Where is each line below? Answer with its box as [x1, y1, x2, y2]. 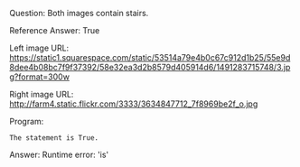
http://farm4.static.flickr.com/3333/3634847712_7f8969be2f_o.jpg [9, 98, 258, 109]
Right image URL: [9, 89, 74, 99]
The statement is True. [9, 134, 99, 143]
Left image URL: [9, 42, 70, 53]
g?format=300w [9, 71, 70, 82]
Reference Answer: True [9, 25, 100, 35]
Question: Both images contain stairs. [9, 8, 149, 18]
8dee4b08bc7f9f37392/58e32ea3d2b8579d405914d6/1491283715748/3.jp [9, 62, 291, 72]
